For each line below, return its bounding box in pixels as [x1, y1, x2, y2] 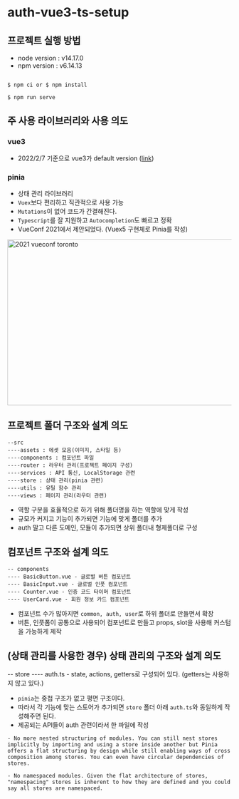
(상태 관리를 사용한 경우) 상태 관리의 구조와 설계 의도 [7, 650, 222, 661]
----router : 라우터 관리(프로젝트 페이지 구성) [7, 461, 134, 469]
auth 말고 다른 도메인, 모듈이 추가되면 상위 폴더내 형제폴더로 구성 [17, 523, 198, 532]
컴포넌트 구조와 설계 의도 [7, 546, 109, 558]
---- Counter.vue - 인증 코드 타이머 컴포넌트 [7, 588, 132, 595]
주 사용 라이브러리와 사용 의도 [7, 115, 129, 127]
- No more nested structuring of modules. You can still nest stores [7, 735, 218, 742]
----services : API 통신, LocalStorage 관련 [7, 469, 136, 476]
